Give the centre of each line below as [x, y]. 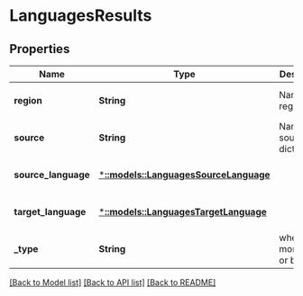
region [28, 100]
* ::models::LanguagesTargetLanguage [183, 212]
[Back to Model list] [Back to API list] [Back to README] [113, 283]
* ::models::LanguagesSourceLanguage [184, 175]
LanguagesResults [81, 16]
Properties [40, 49]
